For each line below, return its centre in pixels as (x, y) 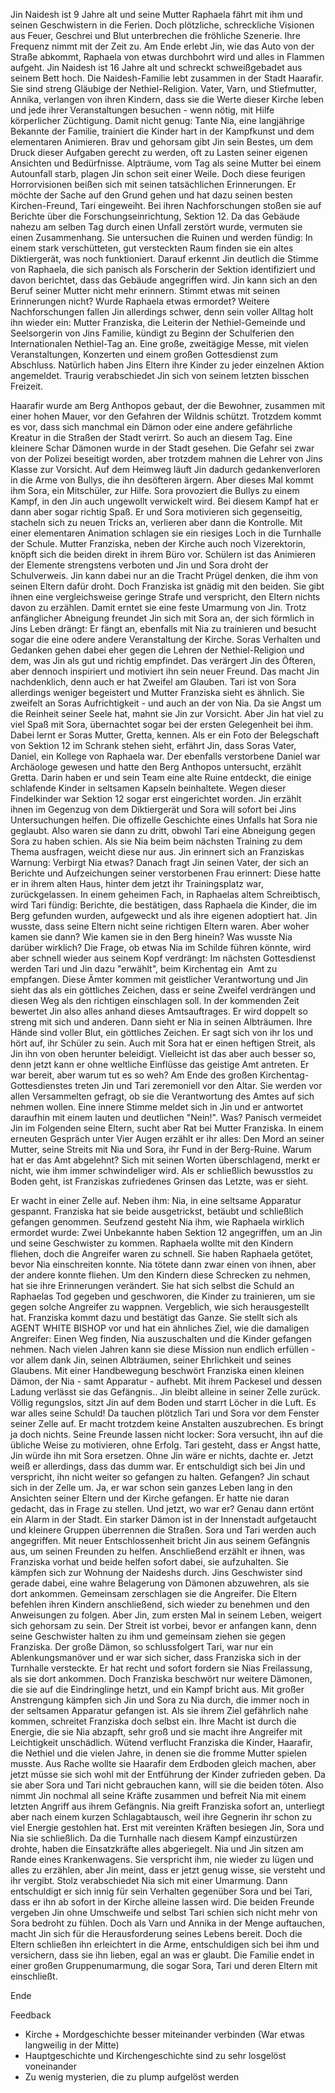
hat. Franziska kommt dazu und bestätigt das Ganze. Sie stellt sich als (154, 1317)
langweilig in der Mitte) (72, 2045)
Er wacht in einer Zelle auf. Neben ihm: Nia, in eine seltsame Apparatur (156, 1200)
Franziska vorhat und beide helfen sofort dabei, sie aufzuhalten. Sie (150, 1562)
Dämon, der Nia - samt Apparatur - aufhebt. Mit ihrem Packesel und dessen (166, 1381)
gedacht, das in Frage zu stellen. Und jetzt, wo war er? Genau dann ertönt (162, 1508)
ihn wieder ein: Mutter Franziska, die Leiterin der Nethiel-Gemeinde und (158, 322)
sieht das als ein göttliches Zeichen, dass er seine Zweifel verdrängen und (163, 990)
